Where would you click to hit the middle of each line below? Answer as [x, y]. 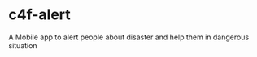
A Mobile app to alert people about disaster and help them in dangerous [129, 37]
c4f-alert [39, 15]
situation [23, 45]
